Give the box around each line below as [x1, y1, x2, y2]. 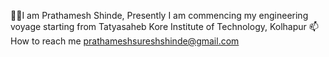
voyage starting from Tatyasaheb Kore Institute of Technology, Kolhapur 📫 [10, 21, 319, 32]
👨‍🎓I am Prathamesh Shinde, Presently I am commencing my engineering [10, 10, 309, 21]
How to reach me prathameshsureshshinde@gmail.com [10, 35, 240, 47]
